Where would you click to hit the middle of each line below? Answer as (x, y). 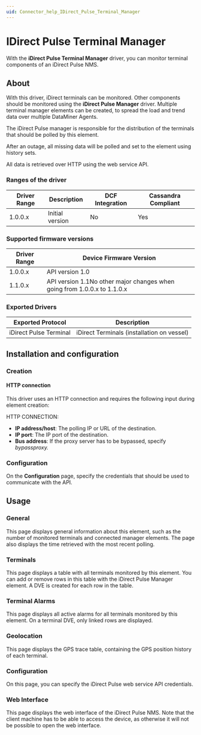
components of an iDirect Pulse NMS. (52, 64)
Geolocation (25, 636)
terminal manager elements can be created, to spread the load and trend (96, 110)
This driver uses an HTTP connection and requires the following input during (100, 398)
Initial (55, 213)
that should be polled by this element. (53, 135)
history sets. (22, 153)
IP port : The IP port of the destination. (62, 434)
